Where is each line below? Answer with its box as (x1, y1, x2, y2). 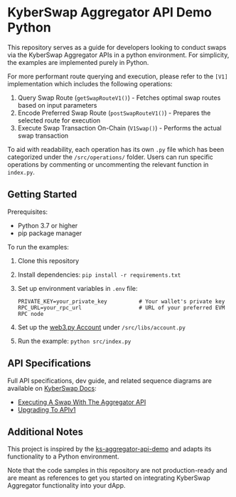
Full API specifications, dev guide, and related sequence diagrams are (7, 376, 212, 385)
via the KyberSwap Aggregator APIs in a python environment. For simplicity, (7, 51, 230, 59)
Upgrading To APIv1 (17, 405, 76, 414)
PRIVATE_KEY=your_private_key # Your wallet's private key (17, 297, 225, 305)
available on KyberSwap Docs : (7, 384, 97, 392)
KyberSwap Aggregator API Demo (7, 4, 212, 21)
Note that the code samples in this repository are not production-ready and (7, 466, 227, 475)
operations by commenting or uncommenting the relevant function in (7, 160, 209, 168)
